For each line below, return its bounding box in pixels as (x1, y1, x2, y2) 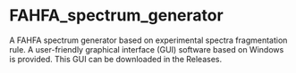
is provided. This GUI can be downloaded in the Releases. (9, 53, 222, 64)
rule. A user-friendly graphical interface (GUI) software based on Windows (9, 44, 284, 54)
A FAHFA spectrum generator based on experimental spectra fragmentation (9, 35, 288, 45)
